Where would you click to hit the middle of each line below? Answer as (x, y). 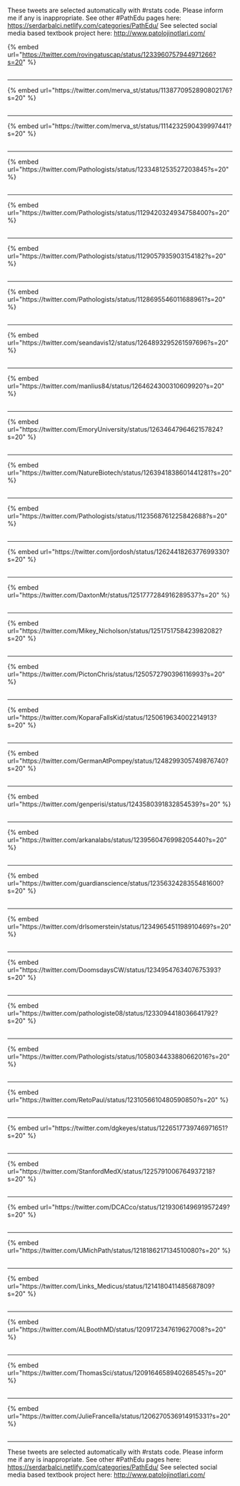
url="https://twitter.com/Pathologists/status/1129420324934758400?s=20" (119, 213)
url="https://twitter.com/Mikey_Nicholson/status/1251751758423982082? (115, 631)
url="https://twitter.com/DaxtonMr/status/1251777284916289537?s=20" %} (119, 595)
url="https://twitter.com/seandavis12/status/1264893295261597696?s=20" (118, 343)
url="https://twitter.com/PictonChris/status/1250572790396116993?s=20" (116, 674)
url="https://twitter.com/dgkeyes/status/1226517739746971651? (134, 1128)
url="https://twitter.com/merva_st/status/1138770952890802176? (136, 90)
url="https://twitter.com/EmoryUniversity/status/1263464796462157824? (115, 429)
